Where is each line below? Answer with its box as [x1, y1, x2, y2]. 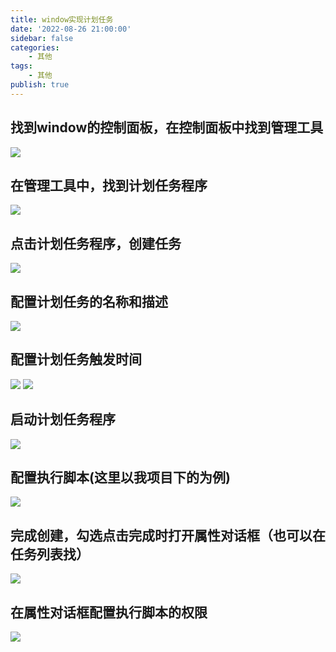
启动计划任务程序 [10, 411, 116, 428]
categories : [10, 42, 60, 53]
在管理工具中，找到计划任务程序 [10, 177, 208, 194]
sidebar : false [10, 33, 74, 43]
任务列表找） [10, 546, 90, 563]
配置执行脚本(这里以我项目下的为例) [10, 469, 231, 486]
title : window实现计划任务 [10, 14, 114, 25]
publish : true [10, 80, 70, 90]
